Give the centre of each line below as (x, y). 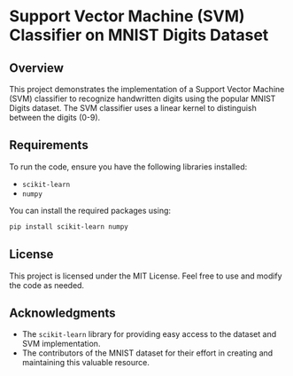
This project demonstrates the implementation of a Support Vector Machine (147, 89)
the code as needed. (47, 285)
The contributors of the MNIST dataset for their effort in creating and (147, 353)
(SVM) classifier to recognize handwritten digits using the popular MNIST (143, 98)
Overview (37, 68)
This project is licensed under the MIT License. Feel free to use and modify (146, 276)
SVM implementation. (61, 344)
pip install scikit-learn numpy (69, 227)
